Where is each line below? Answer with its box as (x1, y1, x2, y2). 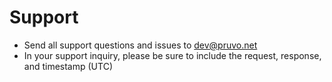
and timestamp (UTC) (23, 60, 113, 72)
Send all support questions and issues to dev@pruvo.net (23, 39, 258, 51)
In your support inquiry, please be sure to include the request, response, (23, 49, 322, 61)
